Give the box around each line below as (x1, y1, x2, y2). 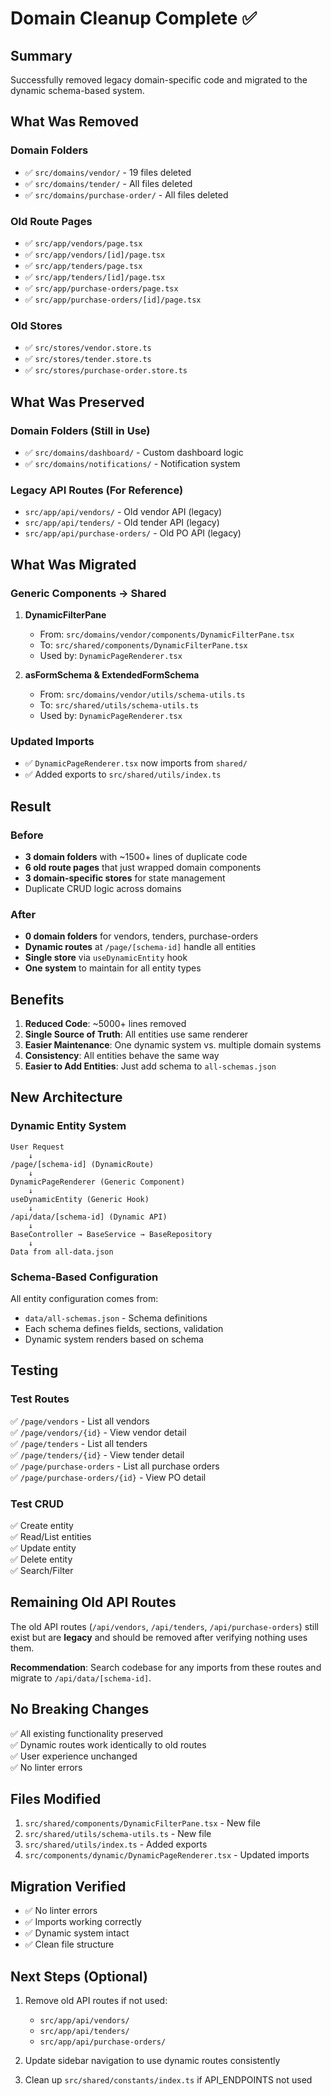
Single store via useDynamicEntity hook (24, 952, 188, 964)
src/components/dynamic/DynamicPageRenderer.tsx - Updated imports (24, 1849, 310, 1861)
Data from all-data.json (10, 1247, 114, 1257)
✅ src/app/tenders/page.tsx (24, 259, 143, 271)
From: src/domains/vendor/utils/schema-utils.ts (39, 688, 246, 700)
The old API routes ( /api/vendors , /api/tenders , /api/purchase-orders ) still (10, 1620, 319, 1632)
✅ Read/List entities (10, 1531, 92, 1543)
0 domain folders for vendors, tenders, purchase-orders (24, 930, 259, 942)
